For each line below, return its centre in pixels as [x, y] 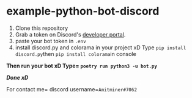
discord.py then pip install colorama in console [76, 54]
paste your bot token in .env [51, 41]
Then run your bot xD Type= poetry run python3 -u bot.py [82, 66]
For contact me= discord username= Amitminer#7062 [72, 89]
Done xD [17, 77]
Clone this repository [42, 28]
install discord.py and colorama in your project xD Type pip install [101, 47]
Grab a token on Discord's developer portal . [70, 34]
